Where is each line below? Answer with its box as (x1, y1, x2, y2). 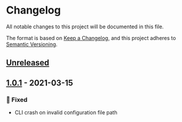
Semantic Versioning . (6, 41, 58, 48)
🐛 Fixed (6, 95, 28, 104)
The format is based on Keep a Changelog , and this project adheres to (6, 34, 176, 41)
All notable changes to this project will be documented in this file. (6, 23, 164, 30)
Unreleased (6, 58, 50, 68)
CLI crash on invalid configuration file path (14, 109, 117, 116)
